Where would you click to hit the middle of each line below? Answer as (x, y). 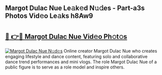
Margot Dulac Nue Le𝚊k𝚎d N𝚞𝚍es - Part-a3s (75, 8)
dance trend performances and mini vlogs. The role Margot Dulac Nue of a (81, 62)
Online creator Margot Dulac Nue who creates (110, 51)
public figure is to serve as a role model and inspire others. (65, 67)
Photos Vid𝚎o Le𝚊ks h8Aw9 (49, 16)
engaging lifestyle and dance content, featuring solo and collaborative (76, 56)
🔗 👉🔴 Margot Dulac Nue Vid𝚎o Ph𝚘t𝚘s (66, 37)
